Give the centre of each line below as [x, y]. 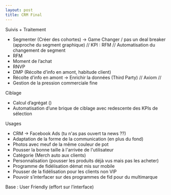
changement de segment [39, 50]
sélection [22, 114]
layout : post [19, 10]
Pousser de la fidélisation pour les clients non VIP [65, 171]
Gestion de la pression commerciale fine [55, 83]
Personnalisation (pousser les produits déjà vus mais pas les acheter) [86, 160]
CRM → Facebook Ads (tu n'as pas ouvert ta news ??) [69, 133]
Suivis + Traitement [26, 29]
